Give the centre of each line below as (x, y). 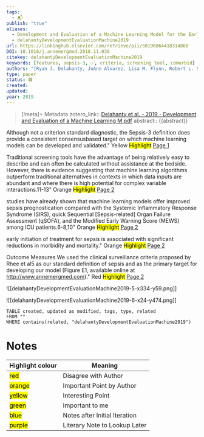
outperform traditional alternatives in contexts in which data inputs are (94, 177)
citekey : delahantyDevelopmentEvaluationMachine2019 (74, 57)
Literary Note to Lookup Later (105, 425)
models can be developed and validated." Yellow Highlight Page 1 (88, 145)
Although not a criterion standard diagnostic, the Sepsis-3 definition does (98, 132)
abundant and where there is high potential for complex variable (87, 183)
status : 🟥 (20, 80)
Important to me (86, 405)
